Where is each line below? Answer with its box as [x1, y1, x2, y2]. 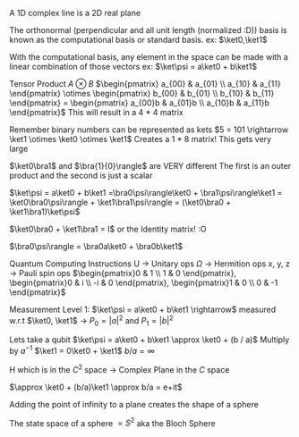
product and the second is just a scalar [9, 170, 153, 181]
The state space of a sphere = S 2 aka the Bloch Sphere [9, 416, 217, 428]
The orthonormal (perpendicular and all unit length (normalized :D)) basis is [9, 25, 288, 35]
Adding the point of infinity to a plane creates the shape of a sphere [9, 399, 260, 409]
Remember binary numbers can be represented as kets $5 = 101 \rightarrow [9, 124, 289, 135]
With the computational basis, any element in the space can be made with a [9, 52, 288, 62]
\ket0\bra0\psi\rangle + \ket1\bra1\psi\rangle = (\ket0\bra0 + [9, 197, 232, 207]
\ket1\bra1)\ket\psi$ [9, 206, 81, 217]
